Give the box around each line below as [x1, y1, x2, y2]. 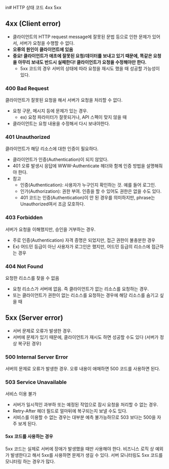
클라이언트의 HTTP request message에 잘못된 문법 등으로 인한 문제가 [12, 34, 151, 40]
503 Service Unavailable [5, 378, 67, 386]
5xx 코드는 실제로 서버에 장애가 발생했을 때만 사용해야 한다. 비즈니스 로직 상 [5, 446, 154, 452]
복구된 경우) [18, 340, 42, 346]
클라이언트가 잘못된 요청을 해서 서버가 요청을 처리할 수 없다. [5, 97, 123, 103]
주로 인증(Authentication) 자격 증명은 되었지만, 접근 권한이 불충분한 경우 [12, 237, 156, 243]
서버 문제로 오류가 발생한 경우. [12, 328, 72, 334]
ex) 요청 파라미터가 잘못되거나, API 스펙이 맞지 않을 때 [20, 114, 127, 121]
